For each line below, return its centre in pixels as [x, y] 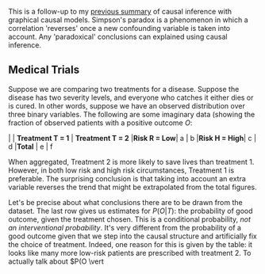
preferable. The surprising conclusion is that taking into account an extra [127, 178]
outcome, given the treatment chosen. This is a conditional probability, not [130, 219]
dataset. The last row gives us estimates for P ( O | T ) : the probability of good [131, 211]
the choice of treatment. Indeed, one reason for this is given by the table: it [130, 244]
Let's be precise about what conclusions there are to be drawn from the [126, 202]
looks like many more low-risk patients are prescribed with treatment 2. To [130, 253]
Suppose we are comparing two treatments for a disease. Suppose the [124, 89]
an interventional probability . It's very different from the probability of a [125, 227]
